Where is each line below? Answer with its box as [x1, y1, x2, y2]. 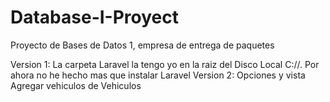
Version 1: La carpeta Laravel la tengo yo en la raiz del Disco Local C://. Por [10, 58, 320, 70]
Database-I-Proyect [10, 6, 180, 29]
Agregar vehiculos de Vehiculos [10, 79, 142, 91]
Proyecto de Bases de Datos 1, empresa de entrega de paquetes [10, 39, 275, 51]
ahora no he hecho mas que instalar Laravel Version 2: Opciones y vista [10, 69, 306, 81]
